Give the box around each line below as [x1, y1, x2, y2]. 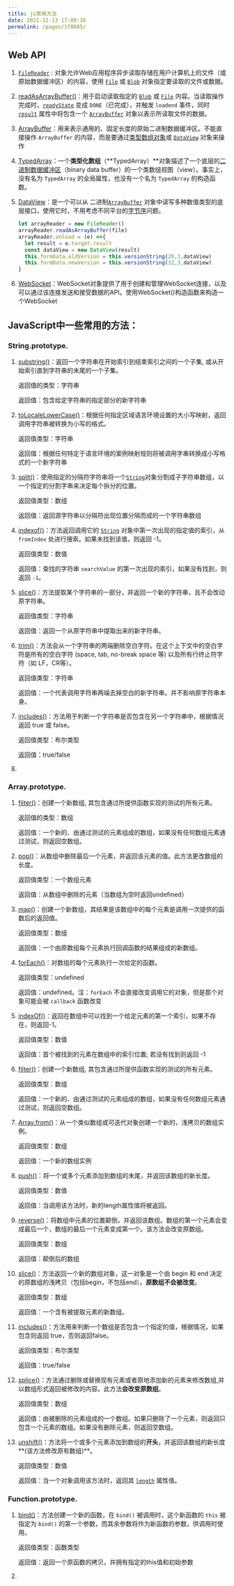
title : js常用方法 [8, 10, 58, 17]
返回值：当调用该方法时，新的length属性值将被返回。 [17, 1201, 171, 1209]
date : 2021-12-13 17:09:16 [8, 17, 86, 24]
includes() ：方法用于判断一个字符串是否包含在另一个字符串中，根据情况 [17, 712, 224, 720]
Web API [8, 49, 46, 61]
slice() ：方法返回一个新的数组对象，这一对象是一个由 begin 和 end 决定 [17, 1269, 223, 1278]
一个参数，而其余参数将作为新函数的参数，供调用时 [70, 1520, 218, 1528]
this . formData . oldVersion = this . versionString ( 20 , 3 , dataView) [24, 253, 212, 260]
